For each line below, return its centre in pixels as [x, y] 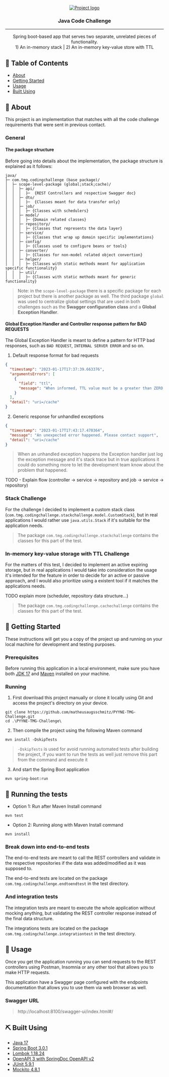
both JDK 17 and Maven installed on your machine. [58, 674]
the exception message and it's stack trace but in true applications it [88, 459]
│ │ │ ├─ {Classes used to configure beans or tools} [66, 246]
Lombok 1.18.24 [28, 1053]
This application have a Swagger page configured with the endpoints [77, 982]
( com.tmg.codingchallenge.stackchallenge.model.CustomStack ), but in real [81, 515]
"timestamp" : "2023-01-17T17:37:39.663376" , [57, 370]
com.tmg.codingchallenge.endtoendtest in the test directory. [67, 884]
